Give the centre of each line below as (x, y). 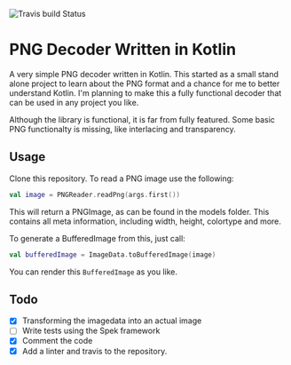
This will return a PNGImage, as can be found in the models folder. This (139, 211)
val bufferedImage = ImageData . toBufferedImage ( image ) (113, 254)
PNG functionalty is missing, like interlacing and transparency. (123, 129)
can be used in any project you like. (74, 102)
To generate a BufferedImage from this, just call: (98, 238)
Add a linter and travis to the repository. (94, 351)
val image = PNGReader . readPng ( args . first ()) (94, 194)
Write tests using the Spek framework (91, 331)
